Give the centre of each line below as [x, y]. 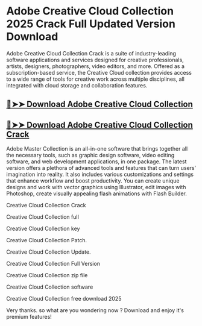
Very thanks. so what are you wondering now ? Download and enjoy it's [95, 310]
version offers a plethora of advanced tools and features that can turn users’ [101, 168]
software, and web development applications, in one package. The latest [96, 161]
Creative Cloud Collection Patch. [47, 240]
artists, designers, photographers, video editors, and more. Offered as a [96, 66]
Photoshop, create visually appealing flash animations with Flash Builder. [96, 193]
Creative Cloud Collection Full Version [53, 264]
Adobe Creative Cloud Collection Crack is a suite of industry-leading [91, 53]
